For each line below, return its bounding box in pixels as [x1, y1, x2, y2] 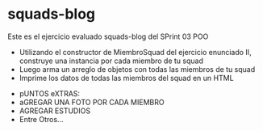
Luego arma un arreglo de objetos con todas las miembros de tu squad [19, 64, 256, 74]
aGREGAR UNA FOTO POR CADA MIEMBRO [19, 97, 165, 107]
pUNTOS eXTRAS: [19, 88, 81, 98]
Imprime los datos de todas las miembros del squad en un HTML [19, 73, 235, 82]
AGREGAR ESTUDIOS [19, 106, 90, 116]
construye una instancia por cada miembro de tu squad [19, 56, 203, 65]
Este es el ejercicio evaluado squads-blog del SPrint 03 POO [7, 32, 209, 41]
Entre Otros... [19, 114, 64, 124]
